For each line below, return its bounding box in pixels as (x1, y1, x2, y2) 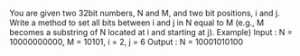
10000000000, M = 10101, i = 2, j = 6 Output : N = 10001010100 (9, 36, 244, 47)
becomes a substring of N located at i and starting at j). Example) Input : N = (9, 27, 294, 37)
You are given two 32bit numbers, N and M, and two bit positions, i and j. (9, 8, 280, 18)
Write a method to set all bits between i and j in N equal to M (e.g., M (9, 17, 265, 28)
